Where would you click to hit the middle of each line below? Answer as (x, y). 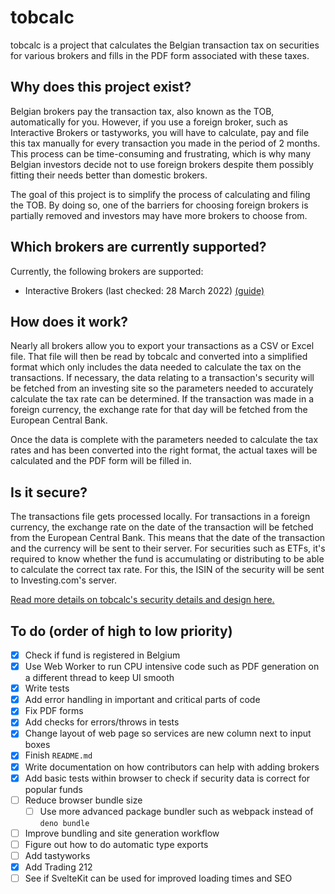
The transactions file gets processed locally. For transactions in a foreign (160, 517)
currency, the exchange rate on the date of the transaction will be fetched (162, 527)
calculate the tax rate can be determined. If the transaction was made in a (162, 399)
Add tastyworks (57, 855)
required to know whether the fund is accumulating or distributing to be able (167, 559)
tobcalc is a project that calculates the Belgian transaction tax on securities (165, 45)
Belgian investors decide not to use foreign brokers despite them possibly (162, 164)
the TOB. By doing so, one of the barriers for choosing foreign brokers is (159, 205)
